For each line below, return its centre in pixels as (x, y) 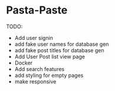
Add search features (40, 69)
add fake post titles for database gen (59, 50)
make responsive (35, 81)
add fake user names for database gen (62, 44)
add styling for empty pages (49, 75)
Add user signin (34, 38)
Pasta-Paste (37, 10)
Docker (24, 63)
